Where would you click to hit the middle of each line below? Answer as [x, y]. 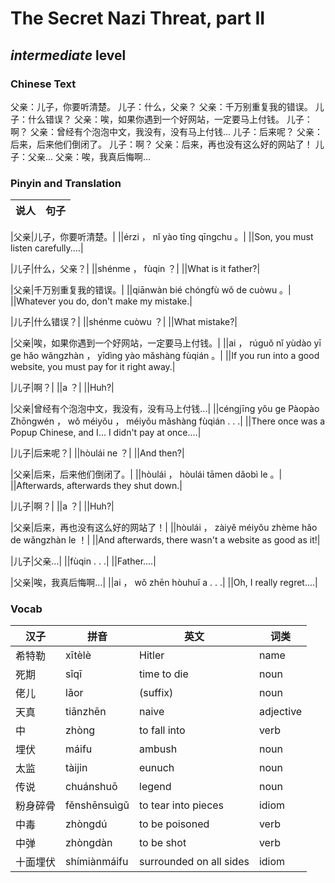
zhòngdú [86, 824]
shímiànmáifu [97, 862]
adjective [280, 712]
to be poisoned [174, 824]
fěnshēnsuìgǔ [97, 805]
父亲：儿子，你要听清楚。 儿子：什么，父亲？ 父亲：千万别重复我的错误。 [161, 106]
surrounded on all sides [194, 862]
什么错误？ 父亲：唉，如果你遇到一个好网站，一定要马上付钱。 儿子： [170, 119]
